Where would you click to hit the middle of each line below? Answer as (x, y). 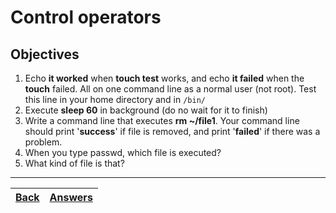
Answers (71, 197)
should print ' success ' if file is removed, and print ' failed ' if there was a (172, 131)
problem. (43, 142)
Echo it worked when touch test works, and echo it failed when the (164, 78)
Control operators (86, 17)
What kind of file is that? (74, 163)
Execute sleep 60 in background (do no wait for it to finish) (146, 110)
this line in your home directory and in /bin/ (115, 99)
